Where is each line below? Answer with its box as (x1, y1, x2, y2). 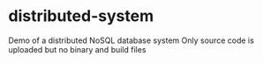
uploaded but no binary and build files (8, 44, 147, 54)
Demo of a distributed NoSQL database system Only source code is (8, 35, 255, 45)
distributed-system (8, 6, 154, 26)
